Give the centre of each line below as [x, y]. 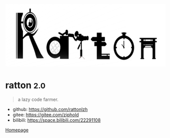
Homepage [17, 130]
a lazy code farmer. [38, 99]
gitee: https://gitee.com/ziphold [46, 115]
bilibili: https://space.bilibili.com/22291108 [56, 120]
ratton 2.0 [25, 85]
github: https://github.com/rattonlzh [50, 109]
